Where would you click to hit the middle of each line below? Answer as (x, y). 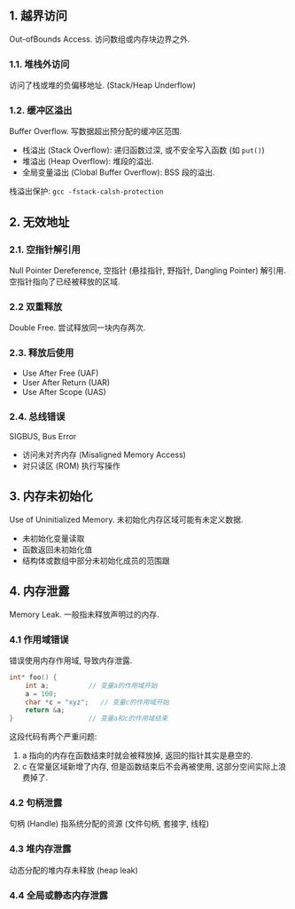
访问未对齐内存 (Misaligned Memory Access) (104, 454)
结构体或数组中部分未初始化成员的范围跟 (96, 560)
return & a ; (45, 710)
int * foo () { (33, 677)
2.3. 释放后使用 (42, 353)
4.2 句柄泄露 (36, 803)
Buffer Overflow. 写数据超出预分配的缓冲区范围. (96, 131)
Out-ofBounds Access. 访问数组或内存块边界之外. (100, 39)
